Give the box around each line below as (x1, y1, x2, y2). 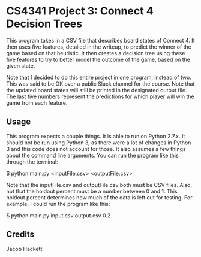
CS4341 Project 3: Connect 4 (6, 4, 154, 18)
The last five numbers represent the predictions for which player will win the (6, 93, 194, 100)
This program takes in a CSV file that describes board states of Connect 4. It (6, 37, 195, 44)
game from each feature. (6, 99, 68, 106)
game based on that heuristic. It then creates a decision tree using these (6, 49, 185, 56)
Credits (6, 229, 35, 240)
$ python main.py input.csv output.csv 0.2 (6, 211, 111, 219)
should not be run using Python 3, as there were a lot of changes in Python (6, 139, 191, 146)
